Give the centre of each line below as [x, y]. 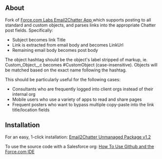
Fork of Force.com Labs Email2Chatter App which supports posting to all [78, 20]
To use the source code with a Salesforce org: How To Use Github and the [80, 146]
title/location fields [31, 110]
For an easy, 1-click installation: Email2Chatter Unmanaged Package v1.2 [78, 137]
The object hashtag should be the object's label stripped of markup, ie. [76, 59]
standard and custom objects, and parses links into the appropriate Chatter [81, 25]
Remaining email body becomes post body [55, 50]
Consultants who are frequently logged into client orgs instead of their [83, 89]
